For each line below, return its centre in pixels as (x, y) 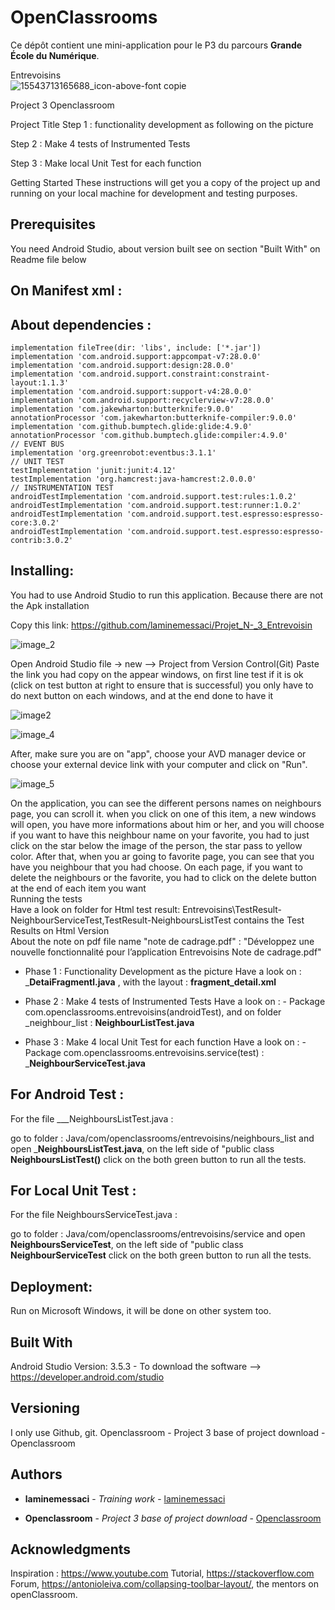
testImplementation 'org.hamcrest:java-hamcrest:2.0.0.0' (133, 479)
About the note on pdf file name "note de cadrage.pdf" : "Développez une (162, 941)
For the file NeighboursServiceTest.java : (94, 1215)
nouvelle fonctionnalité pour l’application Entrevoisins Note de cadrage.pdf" (166, 952)
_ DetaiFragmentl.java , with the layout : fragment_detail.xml (150, 982)
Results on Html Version (60, 930)
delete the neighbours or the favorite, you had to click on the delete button (163, 877)
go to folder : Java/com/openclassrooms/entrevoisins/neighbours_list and (162, 1138)
